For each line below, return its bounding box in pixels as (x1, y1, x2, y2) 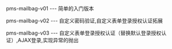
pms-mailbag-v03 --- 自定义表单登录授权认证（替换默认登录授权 (6, 29, 162, 36)
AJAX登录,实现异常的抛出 (17, 37, 79, 43)
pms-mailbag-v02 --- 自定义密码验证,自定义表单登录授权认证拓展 (6, 17, 163, 24)
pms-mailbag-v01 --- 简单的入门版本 (6, 5, 94, 12)
